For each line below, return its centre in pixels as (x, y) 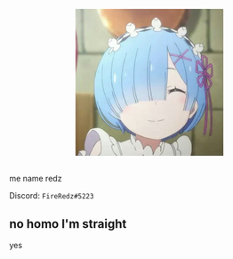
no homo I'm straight (68, 224)
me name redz (36, 179)
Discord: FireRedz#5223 (52, 196)
